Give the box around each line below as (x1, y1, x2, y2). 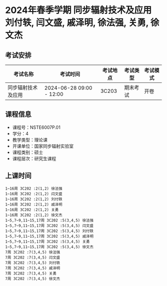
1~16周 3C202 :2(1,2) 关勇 (5, 207, 59, 212)
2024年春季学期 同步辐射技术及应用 (5, 4, 152, 16)
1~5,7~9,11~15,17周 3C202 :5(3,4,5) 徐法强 (5, 218, 93, 223)
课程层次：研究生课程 (12, 155, 56, 161)
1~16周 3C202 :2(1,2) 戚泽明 (5, 202, 63, 207)
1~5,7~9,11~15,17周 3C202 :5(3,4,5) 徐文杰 (5, 244, 93, 250)
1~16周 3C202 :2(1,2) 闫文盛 (5, 191, 63, 196)
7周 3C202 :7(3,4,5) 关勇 (5, 271, 57, 276)
